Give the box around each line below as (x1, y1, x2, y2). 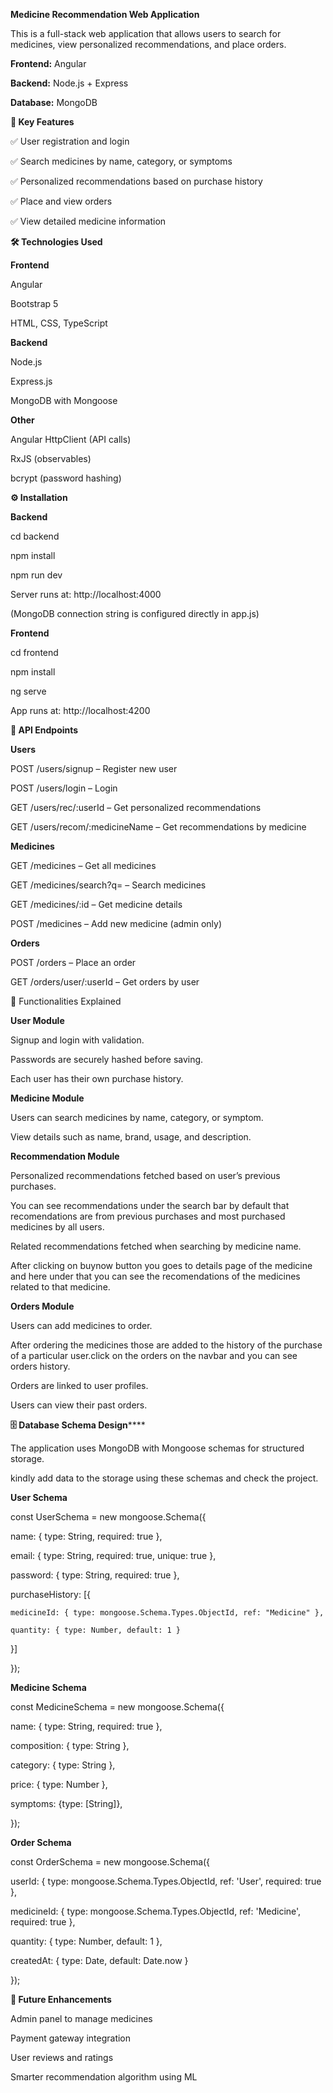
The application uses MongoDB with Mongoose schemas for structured (10, 1442, 305, 1454)
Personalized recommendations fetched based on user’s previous (10, 1170, 281, 1181)
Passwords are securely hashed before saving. (10, 1054, 204, 1065)
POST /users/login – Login (10, 782, 118, 794)
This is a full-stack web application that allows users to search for (10, 28, 282, 39)
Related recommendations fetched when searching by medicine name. (10, 1240, 302, 1252)
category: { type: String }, (10, 1759, 116, 1771)
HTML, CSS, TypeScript (10, 317, 108, 329)
